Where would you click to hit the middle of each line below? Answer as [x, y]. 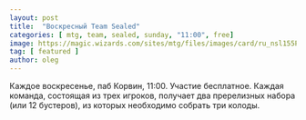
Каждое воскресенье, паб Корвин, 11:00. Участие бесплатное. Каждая [147, 86]
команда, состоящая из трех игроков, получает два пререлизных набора [153, 95]
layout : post [34, 18]
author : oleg [34, 60]
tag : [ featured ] [44, 52]
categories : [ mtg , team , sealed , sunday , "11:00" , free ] [122, 35]
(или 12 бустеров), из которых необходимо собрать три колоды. [135, 105]
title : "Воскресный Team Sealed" [75, 26]
